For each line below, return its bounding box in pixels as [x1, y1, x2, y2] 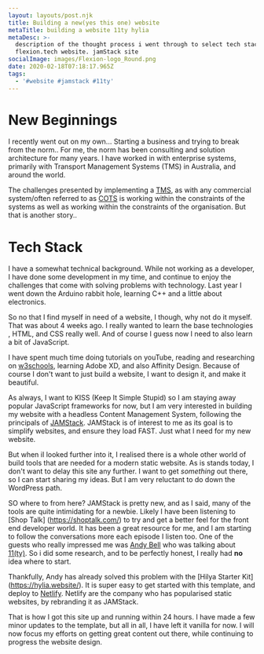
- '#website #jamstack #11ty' [15, 77, 114, 85]
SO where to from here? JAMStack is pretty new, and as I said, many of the [8, 499, 251, 508]
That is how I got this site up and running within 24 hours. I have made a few [8, 612, 255, 622]
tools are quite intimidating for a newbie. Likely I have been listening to [8, 507, 236, 517]
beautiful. [8, 378, 39, 387]
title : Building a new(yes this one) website [8, 19, 159, 27]
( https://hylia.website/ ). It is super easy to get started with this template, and [8, 580, 255, 590]
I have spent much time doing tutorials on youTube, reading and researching [8, 353, 255, 362]
